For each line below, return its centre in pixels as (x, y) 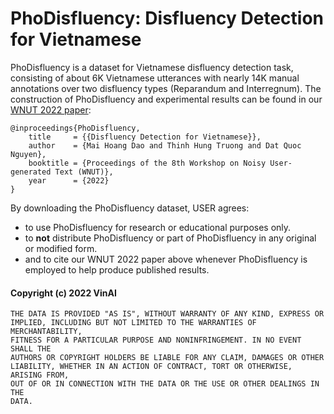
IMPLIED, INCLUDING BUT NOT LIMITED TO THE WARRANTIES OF (133, 323)
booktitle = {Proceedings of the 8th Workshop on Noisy (147, 163)
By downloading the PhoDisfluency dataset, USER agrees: (130, 208)
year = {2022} (69, 180)
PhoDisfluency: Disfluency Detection (167, 18)
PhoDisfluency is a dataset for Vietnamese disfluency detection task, (152, 67)
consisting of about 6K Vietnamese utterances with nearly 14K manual (155, 78)
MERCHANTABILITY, (46, 332)
